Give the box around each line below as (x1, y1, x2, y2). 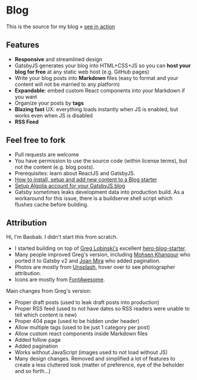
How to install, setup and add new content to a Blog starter (14, 176, 158, 183)
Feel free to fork (6, 135, 66, 145)
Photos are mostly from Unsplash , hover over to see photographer (14, 264, 175, 271)
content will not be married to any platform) (14, 81, 120, 88)
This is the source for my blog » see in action (6, 23, 115, 30)
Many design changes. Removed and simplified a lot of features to (14, 355, 175, 362)
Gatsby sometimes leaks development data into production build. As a (14, 188, 185, 195)
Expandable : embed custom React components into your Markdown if (14, 86, 185, 94)
